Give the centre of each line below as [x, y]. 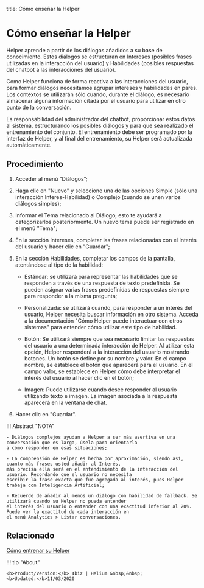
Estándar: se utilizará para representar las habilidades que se [101, 276]
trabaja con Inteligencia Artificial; [55, 485]
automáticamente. [29, 145]
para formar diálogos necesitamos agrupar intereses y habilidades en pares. [102, 88]
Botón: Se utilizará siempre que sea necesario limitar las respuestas [109, 339]
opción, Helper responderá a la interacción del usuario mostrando [107, 352]
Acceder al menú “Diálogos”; [51, 178]
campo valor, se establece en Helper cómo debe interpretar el [102, 371]
